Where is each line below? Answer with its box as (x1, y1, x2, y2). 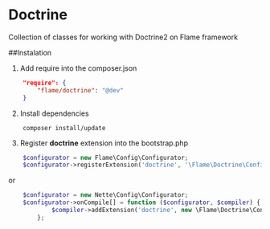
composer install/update (22, 124, 106, 132)
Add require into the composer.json (19, 63, 137, 73)
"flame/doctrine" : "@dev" (37, 86, 125, 94)
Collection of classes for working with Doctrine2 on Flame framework (8, 32, 239, 42)
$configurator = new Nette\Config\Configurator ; (22, 191, 189, 199)
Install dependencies (19, 108, 90, 118)
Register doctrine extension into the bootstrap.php (19, 138, 189, 148)
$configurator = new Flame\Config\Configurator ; (22, 153, 189, 162)
